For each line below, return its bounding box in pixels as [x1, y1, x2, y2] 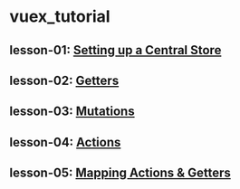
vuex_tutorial [9, 6, 110, 27]
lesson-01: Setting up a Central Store [9, 43, 222, 58]
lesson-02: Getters [9, 72, 120, 88]
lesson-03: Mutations [9, 104, 135, 119]
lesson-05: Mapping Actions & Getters [9, 165, 231, 181]
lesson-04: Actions [9, 134, 121, 150]
